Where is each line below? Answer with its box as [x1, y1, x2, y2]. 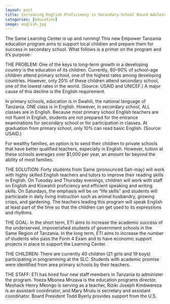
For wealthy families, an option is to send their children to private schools [5, 141, 158, 147]
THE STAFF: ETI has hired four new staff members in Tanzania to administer [5, 272, 163, 278]
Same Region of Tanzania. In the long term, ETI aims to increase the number [5, 230, 164, 237]
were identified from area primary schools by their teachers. [5, 262, 131, 268]
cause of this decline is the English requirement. [5, 88, 106, 94]
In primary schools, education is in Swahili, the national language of [5, 98, 146, 105]
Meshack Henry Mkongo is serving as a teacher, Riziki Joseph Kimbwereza [5, 282, 162, 288]
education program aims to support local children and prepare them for [5, 41, 154, 47]
